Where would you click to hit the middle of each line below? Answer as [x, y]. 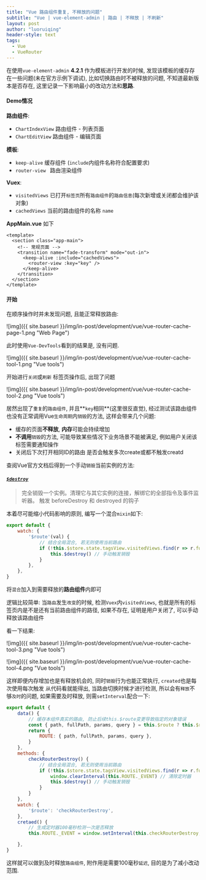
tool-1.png [19, 364]
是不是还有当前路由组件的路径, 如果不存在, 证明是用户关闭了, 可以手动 [110, 610]
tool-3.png [20, 650]
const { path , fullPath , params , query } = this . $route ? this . [112, 725]
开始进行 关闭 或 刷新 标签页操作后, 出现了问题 [61, 377]
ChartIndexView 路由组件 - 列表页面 [59, 128]
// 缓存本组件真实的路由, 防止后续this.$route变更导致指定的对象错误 [108, 719]
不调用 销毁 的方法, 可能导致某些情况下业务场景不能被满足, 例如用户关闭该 [106, 437]
